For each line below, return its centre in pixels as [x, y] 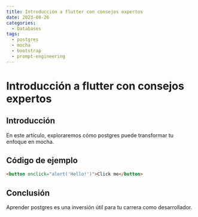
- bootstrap [27, 51]
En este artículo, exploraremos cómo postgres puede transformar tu [90, 135]
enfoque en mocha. [30, 141]
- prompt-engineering [39, 56]
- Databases [27, 28]
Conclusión [28, 193]
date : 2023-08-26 [28, 17]
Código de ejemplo [42, 160]
